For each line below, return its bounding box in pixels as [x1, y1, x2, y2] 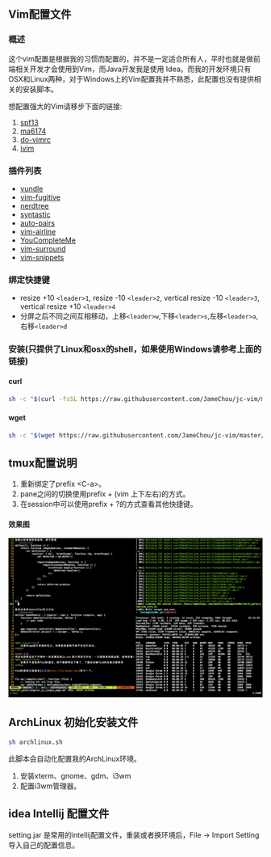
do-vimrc [19, 134, 51, 144]
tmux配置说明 [8, 456, 78, 470]
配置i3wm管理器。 [19, 781, 81, 791]
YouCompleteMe [19, 235, 77, 245]
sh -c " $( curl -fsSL [8, 395, 78, 403]
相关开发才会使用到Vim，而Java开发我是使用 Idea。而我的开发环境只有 [15, 64, 252, 74]
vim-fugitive [19, 192, 60, 202]
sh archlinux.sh [8, 738, 63, 746]
